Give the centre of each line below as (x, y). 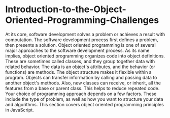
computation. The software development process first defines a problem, (82, 40)
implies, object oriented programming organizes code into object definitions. (85, 56)
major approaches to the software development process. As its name (77, 50)
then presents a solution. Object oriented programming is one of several (80, 45)
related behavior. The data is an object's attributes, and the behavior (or (80, 67)
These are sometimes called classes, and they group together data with (80, 61)
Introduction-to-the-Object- (66, 9)
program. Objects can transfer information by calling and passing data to (81, 77)
